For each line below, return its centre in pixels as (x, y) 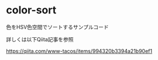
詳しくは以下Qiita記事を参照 (40, 39)
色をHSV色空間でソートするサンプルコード (58, 27)
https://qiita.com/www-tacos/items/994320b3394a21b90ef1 (79, 51)
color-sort (31, 10)
